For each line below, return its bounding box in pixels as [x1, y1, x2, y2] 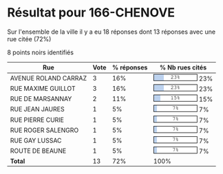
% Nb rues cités [159, 63, 207, 72]
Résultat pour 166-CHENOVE [7, 5, 176, 21]
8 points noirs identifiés [7, 48, 74, 56]
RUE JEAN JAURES [10, 105, 65, 113]
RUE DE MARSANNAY [10, 95, 72, 103]
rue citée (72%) [7, 34, 52, 43]
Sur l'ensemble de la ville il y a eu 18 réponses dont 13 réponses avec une [7, 28, 215, 36]
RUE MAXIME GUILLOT [10, 84, 76, 92]
